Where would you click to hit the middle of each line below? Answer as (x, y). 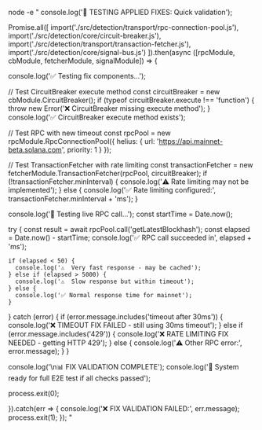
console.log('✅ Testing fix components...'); (77, 76)
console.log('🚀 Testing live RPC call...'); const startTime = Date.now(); (120, 214)
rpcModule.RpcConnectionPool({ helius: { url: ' (84, 141)
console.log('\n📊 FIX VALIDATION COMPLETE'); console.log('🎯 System (124, 367)
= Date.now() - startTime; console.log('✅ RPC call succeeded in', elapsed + (130, 237)
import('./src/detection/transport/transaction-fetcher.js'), (100, 44)
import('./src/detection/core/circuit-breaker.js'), (85, 36)
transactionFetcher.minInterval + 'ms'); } (73, 199)
